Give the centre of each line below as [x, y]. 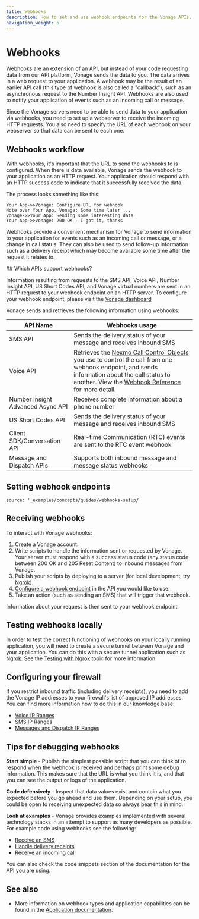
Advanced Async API [38, 407]
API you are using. [28, 871]
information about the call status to [122, 375]
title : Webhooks [26, 12]
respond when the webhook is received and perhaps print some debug [93, 767]
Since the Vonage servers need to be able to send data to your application [97, 112]
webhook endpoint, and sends [116, 368]
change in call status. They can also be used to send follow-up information [97, 244]
